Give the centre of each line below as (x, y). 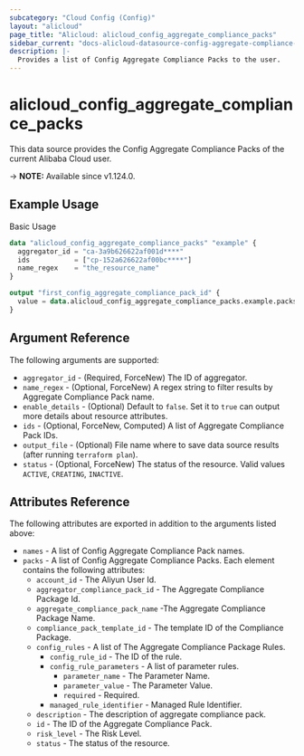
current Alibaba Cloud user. (61, 158)
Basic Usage (33, 226)
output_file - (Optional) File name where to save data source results (151, 445)
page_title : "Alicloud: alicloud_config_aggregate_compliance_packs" (143, 34)
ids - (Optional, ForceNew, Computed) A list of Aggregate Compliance (153, 426)
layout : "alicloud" (46, 26)
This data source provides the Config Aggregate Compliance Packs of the (147, 148)
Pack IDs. (40, 435)
